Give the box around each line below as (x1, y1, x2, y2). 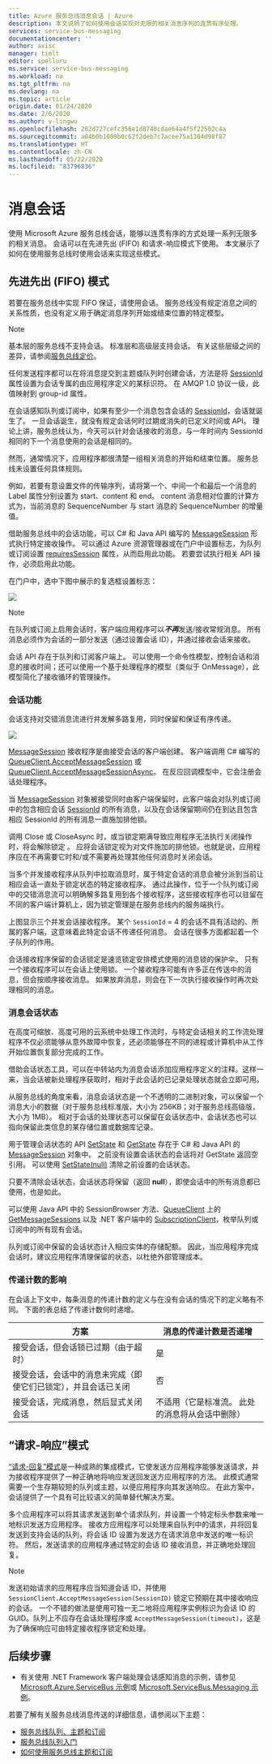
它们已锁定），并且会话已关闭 (20, 1380, 131, 1392)
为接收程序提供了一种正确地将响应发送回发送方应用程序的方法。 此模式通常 (8, 1471, 259, 1481)
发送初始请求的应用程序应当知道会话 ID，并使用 (8, 1582, 167, 1592)
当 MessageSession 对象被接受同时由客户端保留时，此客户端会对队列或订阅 (8, 794, 261, 804)
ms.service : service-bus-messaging (8, 65, 129, 73)
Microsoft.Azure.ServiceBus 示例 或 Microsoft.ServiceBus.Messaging (19, 1682, 249, 1692)
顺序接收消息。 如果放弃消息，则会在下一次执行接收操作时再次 (43, 975, 252, 985)
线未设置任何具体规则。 (8, 463, 87, 473)
